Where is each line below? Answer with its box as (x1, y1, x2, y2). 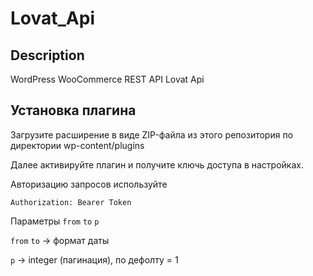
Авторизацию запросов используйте (10, 178, 168, 190)
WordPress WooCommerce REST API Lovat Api (10, 73, 205, 85)
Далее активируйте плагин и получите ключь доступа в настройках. (10, 158, 304, 171)
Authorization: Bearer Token (10, 197, 132, 207)
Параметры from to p (10, 215, 100, 227)
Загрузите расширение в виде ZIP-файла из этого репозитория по (10, 128, 294, 141)
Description (10, 47, 85, 64)
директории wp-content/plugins (10, 139, 145, 151)
